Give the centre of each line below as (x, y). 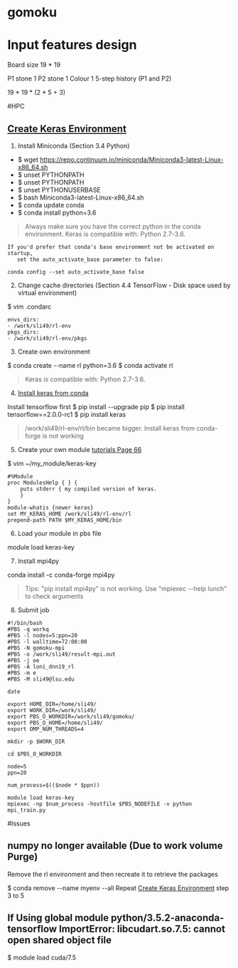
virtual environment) (47, 292)
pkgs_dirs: (23, 332)
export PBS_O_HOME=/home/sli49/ (55, 723)
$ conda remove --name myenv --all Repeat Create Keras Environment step (118, 887)
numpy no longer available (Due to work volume (115, 846)
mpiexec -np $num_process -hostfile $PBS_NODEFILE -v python (100, 804)
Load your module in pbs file (59, 533)
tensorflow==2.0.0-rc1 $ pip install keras (67, 414)
